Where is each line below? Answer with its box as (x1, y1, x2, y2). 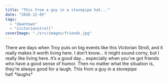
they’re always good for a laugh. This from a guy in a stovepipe (5, 66, 137, 72)
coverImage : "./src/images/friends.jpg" (5, 31, 92, 36)
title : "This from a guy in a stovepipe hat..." (5, 7, 110, 13)
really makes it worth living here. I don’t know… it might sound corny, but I (5, 50, 159, 56)
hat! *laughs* (5, 71, 33, 77)
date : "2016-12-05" (5, 12, 47, 17)
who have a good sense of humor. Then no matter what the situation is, (5, 61, 154, 66)
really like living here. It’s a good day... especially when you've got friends (5, 55, 159, 61)
